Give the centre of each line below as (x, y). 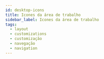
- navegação (23, 44)
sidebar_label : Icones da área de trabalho (52, 19)
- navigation (24, 48)
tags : (11, 24)
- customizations (28, 34)
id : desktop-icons (25, 10)
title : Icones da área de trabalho (43, 15)
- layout (19, 29)
